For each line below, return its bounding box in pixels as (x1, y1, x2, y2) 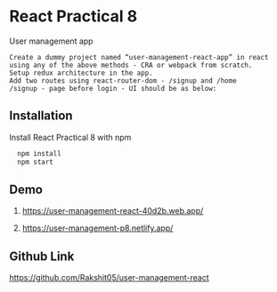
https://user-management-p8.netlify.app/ (21, 223, 174, 233)
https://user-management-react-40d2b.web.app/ (21, 206, 204, 216)
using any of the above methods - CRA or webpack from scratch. (9, 61, 253, 69)
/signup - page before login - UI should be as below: (9, 84, 217, 93)
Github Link (9, 248, 75, 264)
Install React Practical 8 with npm (9, 132, 132, 142)
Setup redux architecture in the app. (9, 69, 153, 77)
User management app (9, 36, 94, 46)
